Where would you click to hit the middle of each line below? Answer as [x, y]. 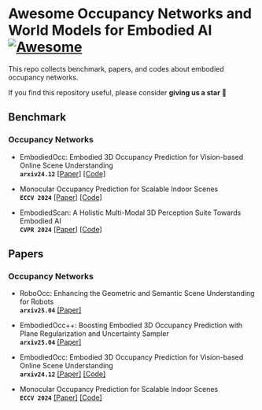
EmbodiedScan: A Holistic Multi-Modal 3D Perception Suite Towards [130, 212]
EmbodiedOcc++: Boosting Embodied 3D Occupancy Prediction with [131, 325]
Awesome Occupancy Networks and [130, 14]
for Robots [37, 302]
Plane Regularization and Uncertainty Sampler [94, 334]
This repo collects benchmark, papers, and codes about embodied [116, 68]
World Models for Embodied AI [110, 30]
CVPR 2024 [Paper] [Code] [61, 229]
